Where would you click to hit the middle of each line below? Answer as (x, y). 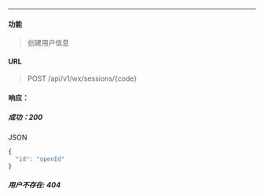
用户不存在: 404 (35, 185)
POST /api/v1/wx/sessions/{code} (82, 78)
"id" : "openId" (40, 159)
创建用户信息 (48, 43)
